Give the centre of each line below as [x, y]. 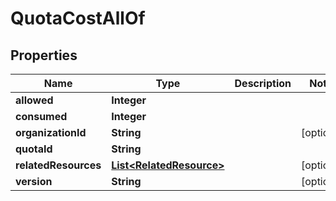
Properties [44, 55]
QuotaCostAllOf [78, 18]
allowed [34, 100]
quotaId [34, 149]
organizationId [51, 132]
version [34, 181]
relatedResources [58, 165]
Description [263, 83]
